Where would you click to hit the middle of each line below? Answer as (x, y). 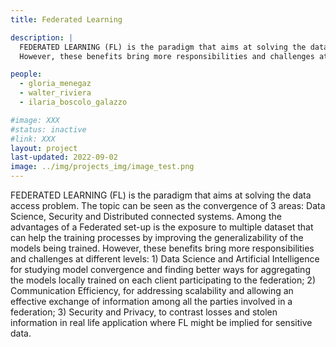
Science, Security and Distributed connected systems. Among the (146, 216)
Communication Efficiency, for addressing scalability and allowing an (152, 290)
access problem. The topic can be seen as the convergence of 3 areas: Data (168, 205)
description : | (42, 37)
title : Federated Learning (66, 19)
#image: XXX (35, 120)
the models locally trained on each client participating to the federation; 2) (163, 280)
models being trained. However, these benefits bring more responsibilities (162, 248)
